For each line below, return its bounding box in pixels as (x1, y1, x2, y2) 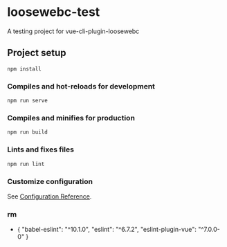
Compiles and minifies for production (7, 113, 135, 122)
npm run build (7, 129, 48, 136)
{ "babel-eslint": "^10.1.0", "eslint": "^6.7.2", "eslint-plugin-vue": (17, 226, 197, 234)
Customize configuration (7, 176, 93, 186)
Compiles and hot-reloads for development (7, 81, 156, 91)
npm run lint (7, 161, 45, 167)
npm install (7, 65, 42, 73)
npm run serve (7, 98, 48, 104)
